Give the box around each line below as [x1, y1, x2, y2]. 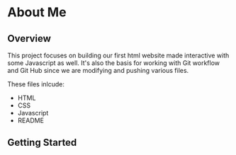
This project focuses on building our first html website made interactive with [7, 51, 230, 59]
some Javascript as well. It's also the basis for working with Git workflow [7, 59, 220, 67]
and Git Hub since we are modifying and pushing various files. [7, 67, 189, 74]
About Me [7, 4, 67, 21]
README [17, 116, 45, 125]
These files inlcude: [7, 80, 65, 88]
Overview [7, 33, 52, 45]
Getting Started [7, 137, 77, 149]
